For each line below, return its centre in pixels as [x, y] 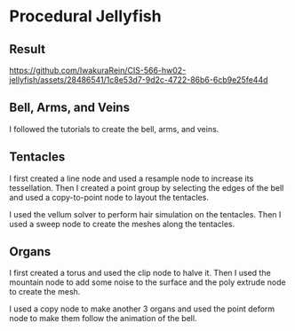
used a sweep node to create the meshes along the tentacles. [122, 224]
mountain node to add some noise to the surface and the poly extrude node [147, 282]
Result [28, 49]
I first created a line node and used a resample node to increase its [132, 178]
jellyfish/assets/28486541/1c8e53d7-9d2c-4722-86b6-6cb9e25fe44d [139, 80]
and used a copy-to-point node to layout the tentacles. [109, 197]
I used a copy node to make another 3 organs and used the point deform [142, 309]
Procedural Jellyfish [85, 16]
